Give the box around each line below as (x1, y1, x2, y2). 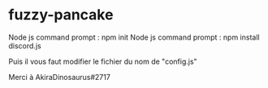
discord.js (8, 40, 42, 50)
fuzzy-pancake (8, 6, 114, 24)
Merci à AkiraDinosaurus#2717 (8, 72, 111, 82)
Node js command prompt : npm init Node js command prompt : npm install (8, 32, 260, 42)
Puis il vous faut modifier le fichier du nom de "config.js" (8, 57, 197, 66)
